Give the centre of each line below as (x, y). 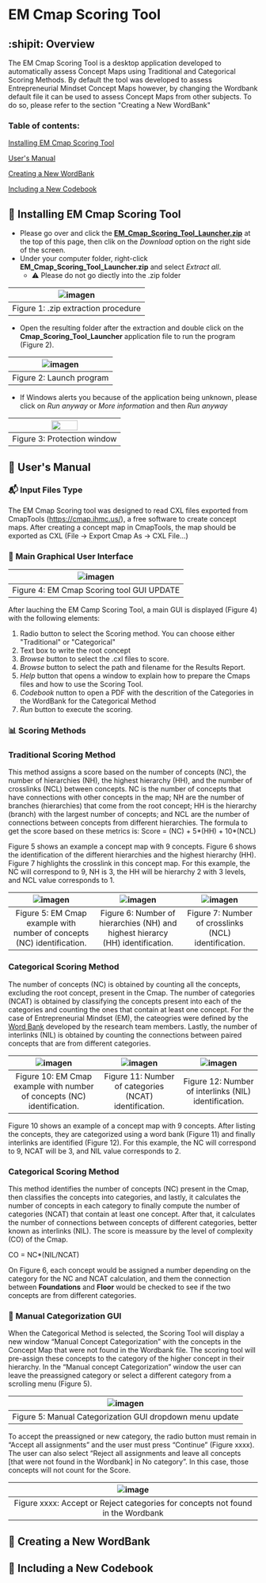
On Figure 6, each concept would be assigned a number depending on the (129, 1270)
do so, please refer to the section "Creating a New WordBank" (110, 105)
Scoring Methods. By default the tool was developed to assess (110, 80)
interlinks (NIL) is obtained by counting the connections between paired (125, 1034)
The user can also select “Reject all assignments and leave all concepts (125, 1454)
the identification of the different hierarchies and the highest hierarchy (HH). (132, 855)
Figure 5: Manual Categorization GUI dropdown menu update (125, 1417)
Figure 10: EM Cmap (54, 1076)
